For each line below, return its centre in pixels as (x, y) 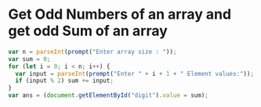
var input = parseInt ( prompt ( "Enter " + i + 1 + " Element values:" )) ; (135, 73)
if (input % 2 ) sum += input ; (64, 81)
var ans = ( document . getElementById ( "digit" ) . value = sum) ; (109, 95)
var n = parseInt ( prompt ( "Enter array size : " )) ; (92, 52)
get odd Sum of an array (88, 31)
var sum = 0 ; (29, 59)
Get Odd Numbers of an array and (120, 14)
